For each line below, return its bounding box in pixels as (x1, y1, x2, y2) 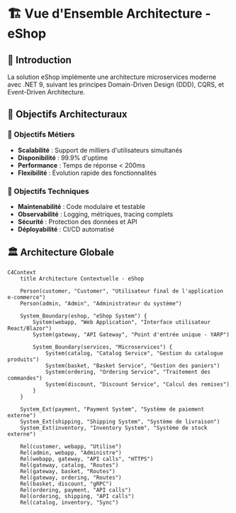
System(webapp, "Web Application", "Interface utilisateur (33, 318, 211, 325)
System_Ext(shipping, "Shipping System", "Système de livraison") (20, 418, 220, 425)
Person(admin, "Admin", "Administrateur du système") (20, 300, 182, 307)
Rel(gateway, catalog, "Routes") (20, 461, 119, 469)
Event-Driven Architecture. (7, 88, 86, 96)
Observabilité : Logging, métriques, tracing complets (17, 210, 174, 218)
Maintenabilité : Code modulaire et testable (17, 202, 146, 210)
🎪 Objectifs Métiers (7, 129, 75, 139)
